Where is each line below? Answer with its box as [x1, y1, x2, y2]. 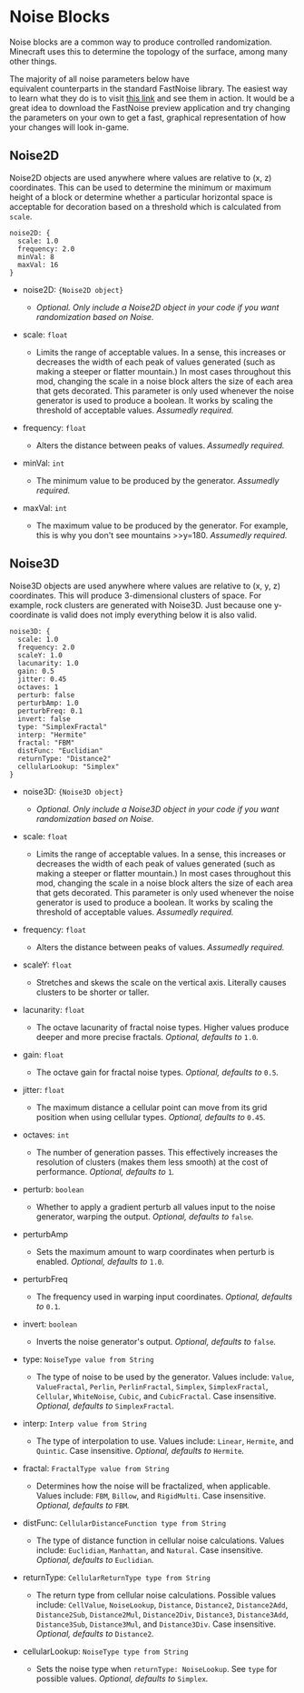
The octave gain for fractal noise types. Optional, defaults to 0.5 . [35, 1067, 279, 1077]
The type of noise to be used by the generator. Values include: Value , [35, 1371, 295, 1382]
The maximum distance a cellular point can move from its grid [35, 1102, 268, 1113]
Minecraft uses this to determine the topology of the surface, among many [9, 45, 289, 56]
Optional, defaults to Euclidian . [35, 1554, 154, 1565]
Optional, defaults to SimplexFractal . [35, 1400, 175, 1411]
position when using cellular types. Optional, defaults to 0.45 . [35, 1111, 266, 1122]
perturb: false [17, 690, 75, 699]
